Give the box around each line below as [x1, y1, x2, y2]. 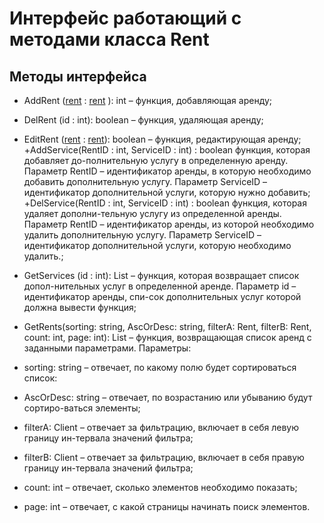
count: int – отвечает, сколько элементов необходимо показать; [23, 482, 298, 493]
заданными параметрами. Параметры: [23, 342, 192, 354]
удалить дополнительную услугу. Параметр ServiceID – [23, 229, 262, 241]
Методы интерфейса [9, 68, 147, 85]
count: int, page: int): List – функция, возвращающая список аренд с [23, 332, 312, 343]
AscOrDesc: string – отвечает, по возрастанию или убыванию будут [23, 392, 313, 403]
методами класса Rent [9, 28, 210, 51]
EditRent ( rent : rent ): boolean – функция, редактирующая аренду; [23, 133, 302, 145]
